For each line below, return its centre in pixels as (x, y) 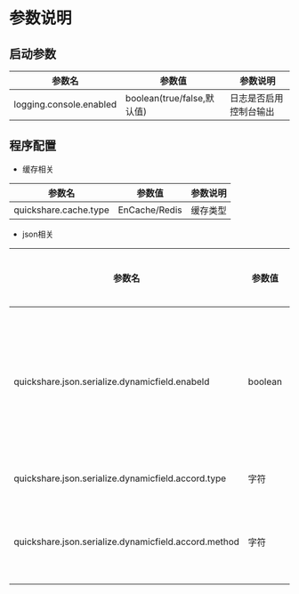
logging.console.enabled (65, 104)
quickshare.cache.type (61, 210)
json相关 (38, 234)
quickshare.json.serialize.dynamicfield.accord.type (120, 478)
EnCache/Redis (150, 210)
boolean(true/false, (166, 98)
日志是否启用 (257, 98)
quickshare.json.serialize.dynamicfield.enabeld (112, 381)
